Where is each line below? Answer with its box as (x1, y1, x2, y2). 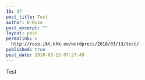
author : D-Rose (6, 19, 43, 25)
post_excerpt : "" (6, 25, 48, 31)
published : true (6, 47, 45, 53)
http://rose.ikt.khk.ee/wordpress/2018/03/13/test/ (11, 41, 140, 47)
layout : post (6, 30, 38, 36)
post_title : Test (6, 14, 48, 20)
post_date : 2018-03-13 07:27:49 (6, 52, 84, 58)
